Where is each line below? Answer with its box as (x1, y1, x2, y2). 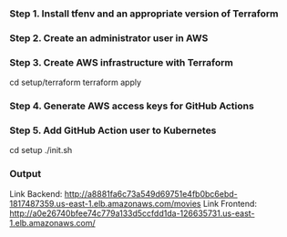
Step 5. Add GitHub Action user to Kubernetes (9, 124, 217, 137)
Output (9, 168, 42, 180)
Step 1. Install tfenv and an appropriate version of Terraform (9, 7, 279, 20)
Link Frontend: (202, 198, 258, 209)
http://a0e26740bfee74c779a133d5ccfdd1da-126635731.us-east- (9, 208, 255, 219)
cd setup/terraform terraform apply (9, 77, 142, 88)
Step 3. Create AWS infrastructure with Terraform (9, 56, 234, 68)
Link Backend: (9, 188, 63, 199)
